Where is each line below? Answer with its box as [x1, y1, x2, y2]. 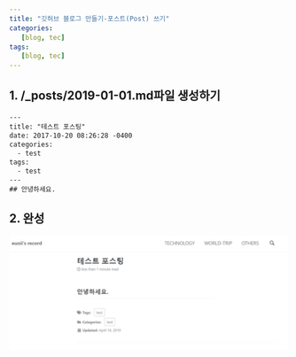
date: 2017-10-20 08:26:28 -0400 [9, 131, 133, 140]
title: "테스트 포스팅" [9, 122, 86, 131]
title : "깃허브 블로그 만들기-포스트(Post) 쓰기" [9, 14, 170, 23]
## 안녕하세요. [9, 184, 56, 194]
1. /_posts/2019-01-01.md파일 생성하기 [9, 88, 222, 103]
